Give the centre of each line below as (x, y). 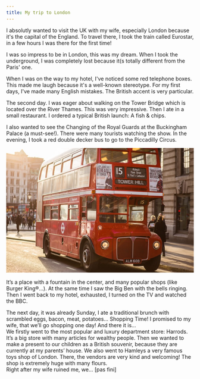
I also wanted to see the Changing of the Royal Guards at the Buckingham (97, 127)
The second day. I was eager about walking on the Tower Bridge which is (96, 103)
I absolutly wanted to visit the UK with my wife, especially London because (98, 30)
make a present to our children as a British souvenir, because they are (92, 344)
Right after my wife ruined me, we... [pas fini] (61, 369)
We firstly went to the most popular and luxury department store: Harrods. (97, 332)
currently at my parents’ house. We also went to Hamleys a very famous (94, 350)
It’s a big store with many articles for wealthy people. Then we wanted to (95, 338)
